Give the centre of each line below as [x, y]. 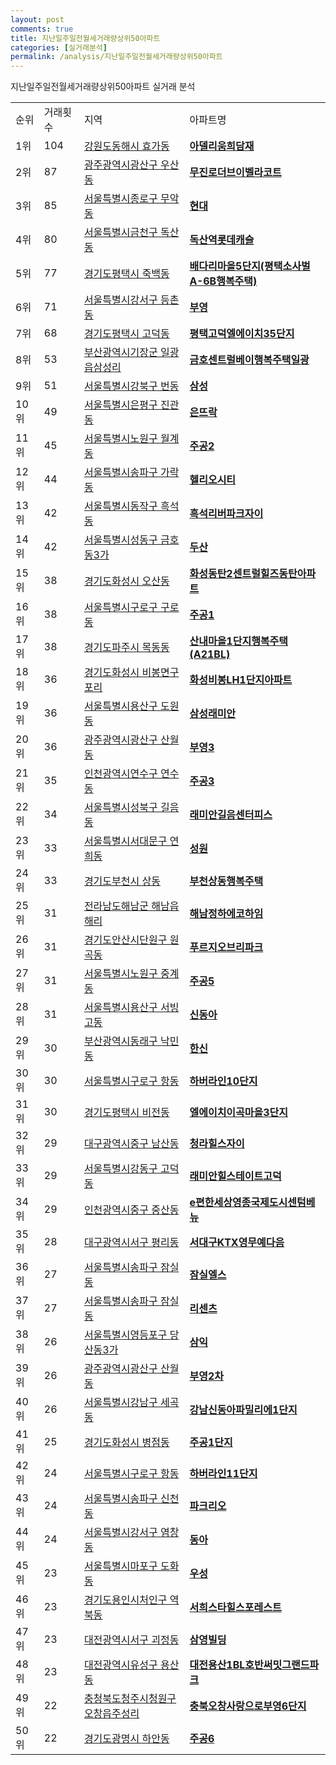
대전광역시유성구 [120, 1665]
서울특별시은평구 [120, 405]
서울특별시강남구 [120, 1403]
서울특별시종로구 [120, 199]
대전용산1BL [217, 1665]
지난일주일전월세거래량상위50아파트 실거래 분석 [103, 87]
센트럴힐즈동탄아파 [274, 574]
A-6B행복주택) [223, 281]
